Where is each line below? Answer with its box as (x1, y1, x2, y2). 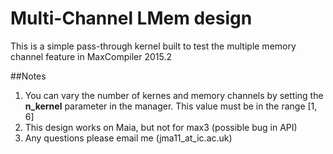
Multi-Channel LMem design (10, 7, 253, 30)
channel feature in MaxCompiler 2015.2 (10, 50, 173, 62)
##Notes (10, 70, 47, 82)
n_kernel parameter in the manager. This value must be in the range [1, (24, 100, 318, 112)
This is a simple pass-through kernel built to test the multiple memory (10, 40, 297, 52)
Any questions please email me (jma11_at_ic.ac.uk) (24, 132, 233, 144)
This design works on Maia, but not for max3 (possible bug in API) (24, 121, 298, 133)
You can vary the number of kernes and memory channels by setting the (24, 89, 324, 101)
